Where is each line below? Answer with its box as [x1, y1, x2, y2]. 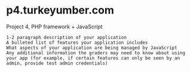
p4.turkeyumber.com [6, 4, 115, 17]
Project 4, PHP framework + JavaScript [6, 23, 103, 30]
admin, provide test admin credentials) [6, 60, 109, 66]
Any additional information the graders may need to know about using [6, 50, 186, 56]
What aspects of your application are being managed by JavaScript [6, 45, 178, 51]
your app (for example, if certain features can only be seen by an [6, 55, 180, 61]
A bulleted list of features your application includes [6, 40, 148, 45]
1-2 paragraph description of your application [6, 34, 127, 40]
